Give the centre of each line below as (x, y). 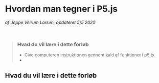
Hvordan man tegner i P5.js (61, 9)
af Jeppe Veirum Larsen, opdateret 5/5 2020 (50, 22)
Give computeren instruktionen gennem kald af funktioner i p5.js (89, 55)
